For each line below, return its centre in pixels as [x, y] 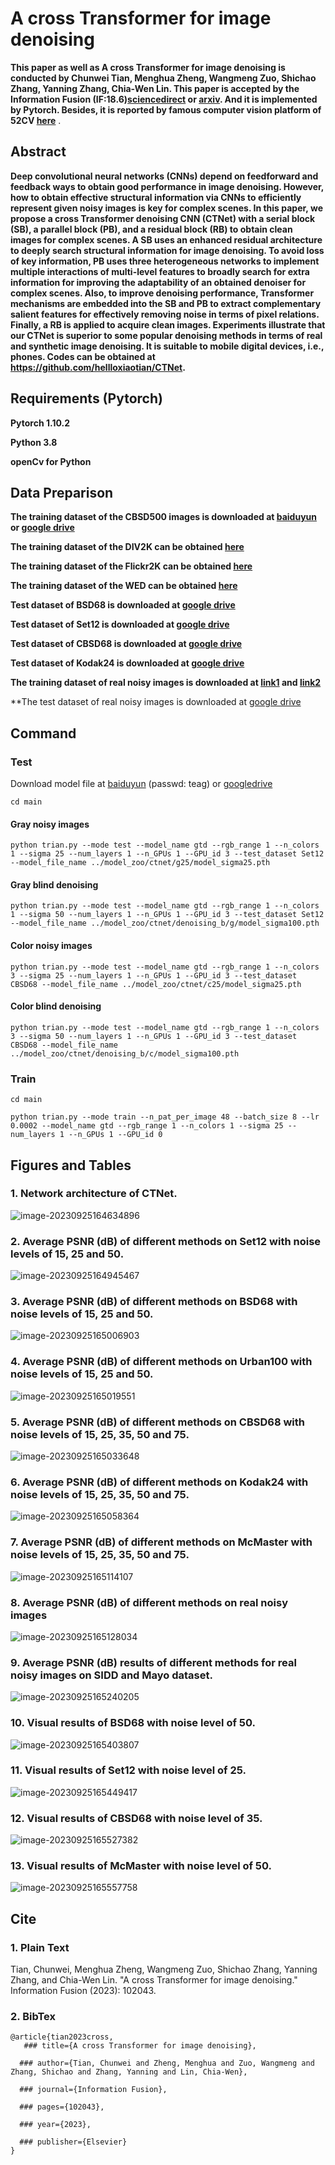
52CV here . [36, 120]
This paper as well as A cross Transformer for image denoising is [148, 67]
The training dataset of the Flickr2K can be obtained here [131, 566]
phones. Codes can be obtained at [83, 356]
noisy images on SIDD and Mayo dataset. [111, 1675]
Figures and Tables [71, 1165]
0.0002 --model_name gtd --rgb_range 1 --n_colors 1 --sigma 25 [147, 1126]
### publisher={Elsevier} [73, 2142]
